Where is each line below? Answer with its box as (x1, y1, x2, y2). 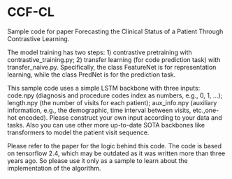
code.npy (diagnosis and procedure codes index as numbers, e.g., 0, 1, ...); (7, 91, 223, 100)
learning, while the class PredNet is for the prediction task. (7, 70, 176, 79)
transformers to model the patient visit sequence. (7, 128, 150, 137)
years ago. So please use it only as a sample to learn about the (7, 156, 188, 164)
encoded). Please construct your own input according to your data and (18, 113, 222, 122)
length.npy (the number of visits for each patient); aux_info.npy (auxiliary (7, 98, 217, 107)
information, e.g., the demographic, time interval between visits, (7, 106, 191, 114)
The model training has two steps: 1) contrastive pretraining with (7, 48, 192, 56)
